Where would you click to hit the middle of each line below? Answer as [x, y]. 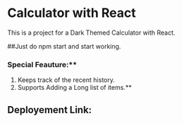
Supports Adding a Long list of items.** [74, 88]
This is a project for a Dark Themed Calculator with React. [91, 33]
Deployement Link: [50, 110]
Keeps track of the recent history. [66, 80]
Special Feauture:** [42, 64]
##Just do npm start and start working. [64, 46]
